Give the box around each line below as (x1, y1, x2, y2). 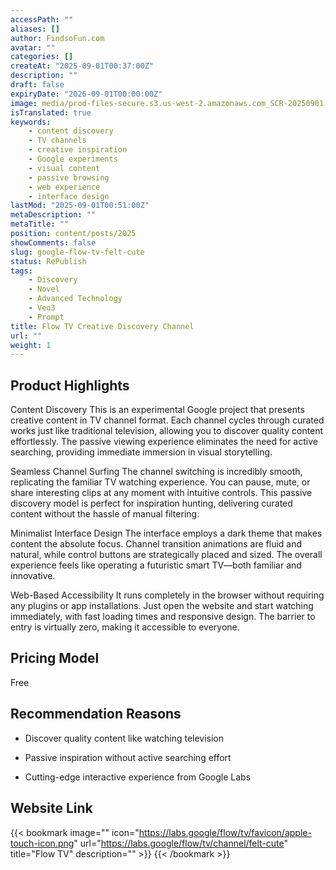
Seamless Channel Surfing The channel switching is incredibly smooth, (10, 466, 303, 478)
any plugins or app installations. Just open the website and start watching (10, 600, 314, 612)
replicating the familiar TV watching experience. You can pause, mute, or (10, 476, 311, 488)
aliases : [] (10, 24, 60, 34)
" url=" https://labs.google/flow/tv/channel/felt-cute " (73, 837, 289, 849)
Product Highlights (10, 377, 130, 394)
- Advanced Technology (28, 294, 123, 304)
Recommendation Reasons (10, 706, 182, 723)
